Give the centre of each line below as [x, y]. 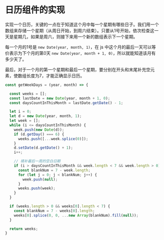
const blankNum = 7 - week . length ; [54, 170]
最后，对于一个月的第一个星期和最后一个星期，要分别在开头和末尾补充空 [78, 69]
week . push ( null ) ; [40, 179]
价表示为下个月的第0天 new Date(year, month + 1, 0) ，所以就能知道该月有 [81, 53]
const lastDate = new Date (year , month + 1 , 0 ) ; [60, 98]
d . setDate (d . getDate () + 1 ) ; [43, 148]
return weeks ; [24, 229]
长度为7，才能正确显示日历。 [55, 76]
